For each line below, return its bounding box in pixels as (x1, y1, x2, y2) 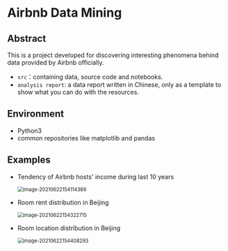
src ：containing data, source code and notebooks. (17, 73, 163, 81)
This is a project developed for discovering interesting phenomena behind (7, 51, 219, 59)
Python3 (17, 127, 42, 135)
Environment (7, 108, 65, 120)
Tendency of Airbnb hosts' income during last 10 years (17, 172, 174, 181)
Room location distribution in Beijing (17, 224, 121, 232)
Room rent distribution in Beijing (17, 198, 109, 207)
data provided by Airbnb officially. (7, 58, 104, 67)
